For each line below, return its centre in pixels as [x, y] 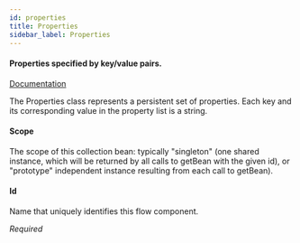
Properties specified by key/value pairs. [86, 63]
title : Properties [44, 26]
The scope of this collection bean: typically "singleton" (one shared [134, 151]
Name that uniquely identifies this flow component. [104, 211]
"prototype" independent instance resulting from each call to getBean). [141, 170]
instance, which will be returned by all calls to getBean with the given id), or [150, 161]
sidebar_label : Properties [60, 34]
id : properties [38, 18]
